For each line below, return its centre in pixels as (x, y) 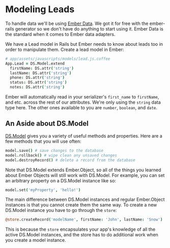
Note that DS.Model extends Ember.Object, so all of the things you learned (83, 170)
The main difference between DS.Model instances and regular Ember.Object (85, 200)
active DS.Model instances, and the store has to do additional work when (82, 235)
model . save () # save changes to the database (54, 150)
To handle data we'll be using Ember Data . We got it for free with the (77, 23)
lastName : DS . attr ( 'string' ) (41, 73)
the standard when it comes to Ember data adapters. (60, 34)
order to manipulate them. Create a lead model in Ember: (65, 49)
